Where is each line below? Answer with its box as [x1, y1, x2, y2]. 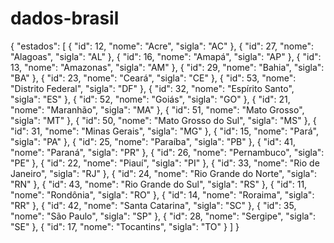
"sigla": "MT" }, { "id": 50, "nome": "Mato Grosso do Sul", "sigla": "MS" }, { [10, 114, 317, 126]
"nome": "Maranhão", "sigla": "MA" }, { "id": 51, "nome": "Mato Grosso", [10, 103, 305, 116]
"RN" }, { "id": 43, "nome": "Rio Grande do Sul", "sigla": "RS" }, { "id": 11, [10, 178, 308, 190]
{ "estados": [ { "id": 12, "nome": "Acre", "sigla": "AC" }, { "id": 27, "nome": [10, 40, 314, 52]
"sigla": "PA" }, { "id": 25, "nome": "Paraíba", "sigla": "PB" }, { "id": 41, [10, 135, 297, 147]
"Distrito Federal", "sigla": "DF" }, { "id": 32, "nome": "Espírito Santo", [10, 82, 295, 94]
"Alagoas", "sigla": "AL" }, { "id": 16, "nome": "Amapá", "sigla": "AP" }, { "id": [10, 50, 322, 62]
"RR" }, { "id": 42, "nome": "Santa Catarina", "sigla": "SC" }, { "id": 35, [10, 199, 297, 211]
